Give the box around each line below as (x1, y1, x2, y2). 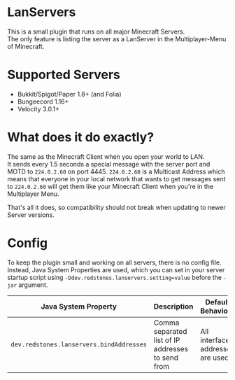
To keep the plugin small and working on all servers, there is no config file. (7, 258, 222, 267)
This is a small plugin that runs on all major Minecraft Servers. (7, 27, 185, 36)
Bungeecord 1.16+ (17, 97, 69, 106)
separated (153, 326, 187, 336)
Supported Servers (7, 67, 121, 83)
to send (153, 353, 178, 363)
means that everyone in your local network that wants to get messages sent (7, 174, 226, 183)
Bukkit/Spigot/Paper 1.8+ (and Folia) (17, 90, 122, 98)
